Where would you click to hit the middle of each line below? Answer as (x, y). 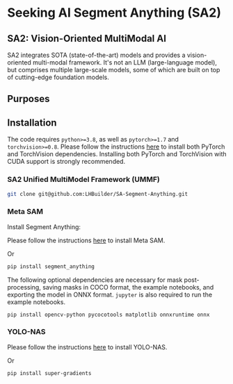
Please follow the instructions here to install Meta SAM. (86, 240)
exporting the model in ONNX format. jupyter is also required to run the (110, 294)
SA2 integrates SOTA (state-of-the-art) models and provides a (96, 55)
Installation (32, 123)
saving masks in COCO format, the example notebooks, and (128, 287)
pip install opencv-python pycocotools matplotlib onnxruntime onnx (109, 315)
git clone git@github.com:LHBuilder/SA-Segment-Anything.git (98, 194)
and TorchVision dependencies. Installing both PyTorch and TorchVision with (117, 154)
